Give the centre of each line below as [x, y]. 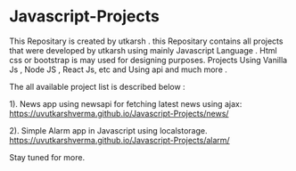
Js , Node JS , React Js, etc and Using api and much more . [118, 69]
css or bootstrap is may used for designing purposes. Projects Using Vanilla [148, 60]
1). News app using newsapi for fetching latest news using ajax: [126, 103]
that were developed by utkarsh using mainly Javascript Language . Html [144, 50]
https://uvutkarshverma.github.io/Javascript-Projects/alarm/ [119, 140]
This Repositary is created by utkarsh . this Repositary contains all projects [146, 41]
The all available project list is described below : [97, 86]
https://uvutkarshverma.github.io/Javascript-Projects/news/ [119, 113]
